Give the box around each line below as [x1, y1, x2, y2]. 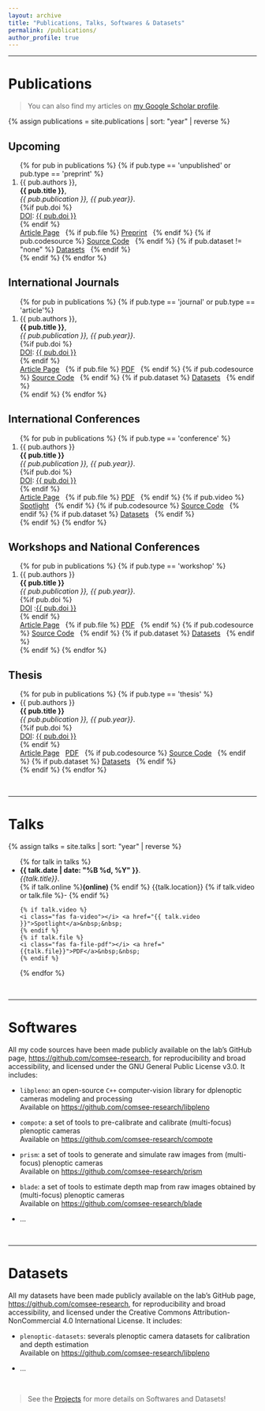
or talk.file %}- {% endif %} [19, 891, 110, 901]
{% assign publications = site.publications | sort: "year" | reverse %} [8, 116, 230, 127]
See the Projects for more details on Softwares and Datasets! [27, 1394, 226, 1404]
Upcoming [8, 139, 61, 153]
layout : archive [8, 11, 62, 20]
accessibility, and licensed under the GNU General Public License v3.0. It [8, 1062, 245, 1072]
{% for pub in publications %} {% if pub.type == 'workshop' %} [19, 561, 226, 571]
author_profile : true [8, 33, 80, 42]
